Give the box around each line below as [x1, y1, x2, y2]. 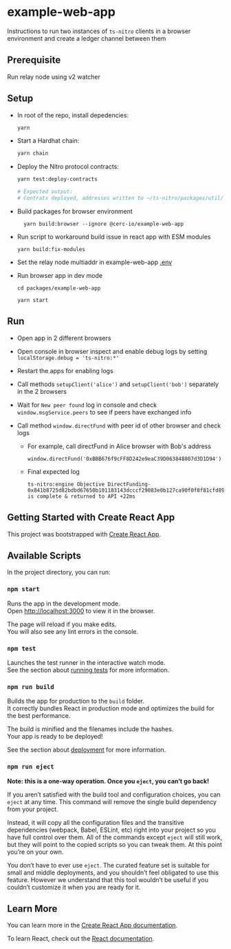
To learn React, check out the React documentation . [7, 935, 155, 943]
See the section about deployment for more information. [7, 746, 166, 754]
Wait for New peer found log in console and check [16, 401, 157, 409]
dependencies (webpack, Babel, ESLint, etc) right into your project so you [7, 826, 217, 834]
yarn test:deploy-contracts [16, 176, 98, 183]
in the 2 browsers [16, 387, 67, 395]
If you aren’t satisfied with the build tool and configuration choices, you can [7, 790, 221, 799]
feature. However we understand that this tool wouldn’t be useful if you [7, 875, 208, 883]
